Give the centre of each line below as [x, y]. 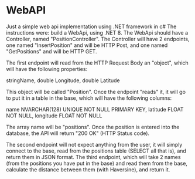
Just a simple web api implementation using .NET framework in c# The [91, 26]
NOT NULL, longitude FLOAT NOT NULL [54, 116]
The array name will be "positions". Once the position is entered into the [93, 127]
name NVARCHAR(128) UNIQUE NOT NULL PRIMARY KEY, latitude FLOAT [95, 109]
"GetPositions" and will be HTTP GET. [52, 51]
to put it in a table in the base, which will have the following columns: [89, 98]
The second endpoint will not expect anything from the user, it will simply [94, 144]
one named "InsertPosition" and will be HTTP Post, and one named [87, 45]
